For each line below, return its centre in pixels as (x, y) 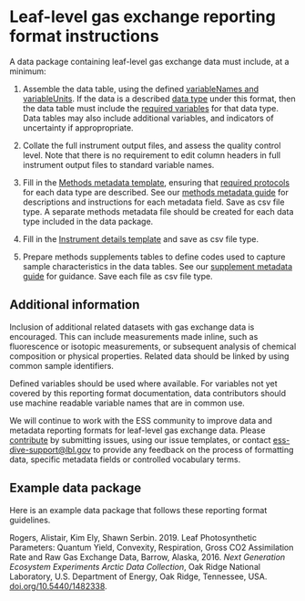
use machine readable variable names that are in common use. (127, 403)
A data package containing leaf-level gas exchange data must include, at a (149, 61)
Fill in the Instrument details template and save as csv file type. (141, 238)
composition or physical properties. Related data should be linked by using (149, 356)
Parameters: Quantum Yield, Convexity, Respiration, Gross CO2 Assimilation (152, 547)
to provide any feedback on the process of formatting (193, 449)
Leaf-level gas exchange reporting (142, 17)
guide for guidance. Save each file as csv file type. (117, 276)
